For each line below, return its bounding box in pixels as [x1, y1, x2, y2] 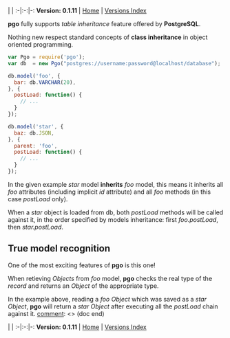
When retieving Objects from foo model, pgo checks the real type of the [8, 274, 213, 282]
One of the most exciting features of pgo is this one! [8, 261, 156, 269]
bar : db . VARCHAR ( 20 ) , [14, 79, 76, 86]
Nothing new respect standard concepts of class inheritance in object [8, 33, 208, 41]
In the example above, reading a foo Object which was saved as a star [8, 295, 207, 303]
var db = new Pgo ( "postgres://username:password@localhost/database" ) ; [8, 60, 221, 67]
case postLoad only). [8, 194, 68, 203]
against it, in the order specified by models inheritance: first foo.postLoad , [8, 215, 219, 223]
